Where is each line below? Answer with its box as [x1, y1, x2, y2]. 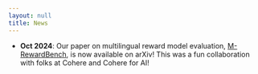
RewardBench [19, 49, 67, 59]
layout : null [8, 11, 52, 20]
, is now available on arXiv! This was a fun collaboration [66, 49, 251, 59]
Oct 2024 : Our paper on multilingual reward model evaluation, [19, 41, 227, 50]
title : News [8, 19, 48, 27]
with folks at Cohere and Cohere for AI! [19, 57, 150, 68]
